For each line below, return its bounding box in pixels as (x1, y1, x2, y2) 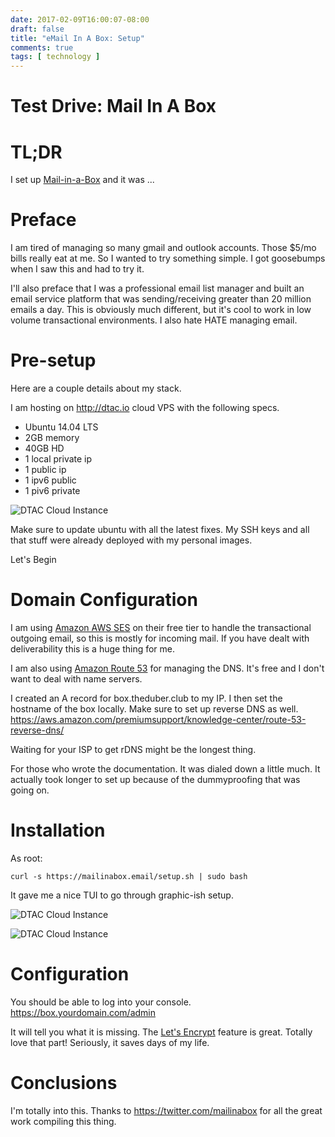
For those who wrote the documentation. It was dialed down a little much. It (10, 763, 321, 775)
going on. (10, 784, 50, 796)
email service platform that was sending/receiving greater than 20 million (10, 293, 312, 305)
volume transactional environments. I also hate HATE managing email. (10, 314, 298, 326)
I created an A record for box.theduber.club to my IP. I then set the (10, 692, 283, 705)
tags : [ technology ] (10, 52, 101, 62)
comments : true (10, 42, 74, 53)
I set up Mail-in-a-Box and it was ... (10, 174, 155, 186)
